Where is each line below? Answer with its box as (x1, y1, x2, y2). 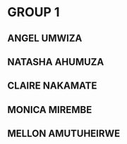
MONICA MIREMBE (7, 103, 92, 116)
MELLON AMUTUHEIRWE (7, 128, 121, 140)
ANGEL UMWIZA (7, 32, 83, 44)
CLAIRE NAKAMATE (7, 80, 97, 92)
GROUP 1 (7, 4, 60, 20)
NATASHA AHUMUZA (7, 55, 104, 67)
